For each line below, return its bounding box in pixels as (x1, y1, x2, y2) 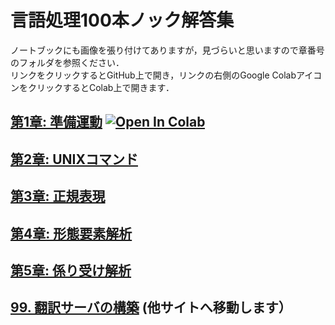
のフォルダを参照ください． (10, 56, 125, 68)
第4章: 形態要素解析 (10, 225, 133, 242)
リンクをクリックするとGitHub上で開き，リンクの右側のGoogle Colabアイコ (10, 69, 323, 81)
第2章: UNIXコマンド (10, 151, 138, 168)
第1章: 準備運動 (10, 114, 103, 131)
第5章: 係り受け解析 (10, 262, 132, 279)
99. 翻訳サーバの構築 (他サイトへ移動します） (10, 299, 292, 316)
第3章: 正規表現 (10, 188, 106, 205)
